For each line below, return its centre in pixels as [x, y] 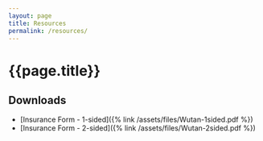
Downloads [37, 100]
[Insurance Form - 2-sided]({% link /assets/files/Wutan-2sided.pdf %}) [138, 128]
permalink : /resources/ [48, 31]
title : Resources [37, 23]
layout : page [30, 16]
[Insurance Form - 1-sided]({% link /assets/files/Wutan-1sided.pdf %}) [136, 120]
